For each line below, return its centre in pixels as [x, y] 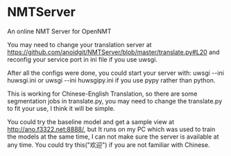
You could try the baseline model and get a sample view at [91, 121]
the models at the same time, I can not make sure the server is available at [113, 137]
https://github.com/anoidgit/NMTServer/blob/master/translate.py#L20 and [113, 52]
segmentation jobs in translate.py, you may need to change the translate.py [115, 101]
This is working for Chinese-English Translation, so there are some [102, 94]
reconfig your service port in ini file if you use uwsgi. [83, 59]
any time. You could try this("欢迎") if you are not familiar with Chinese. [109, 145]
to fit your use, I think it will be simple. [61, 108]
